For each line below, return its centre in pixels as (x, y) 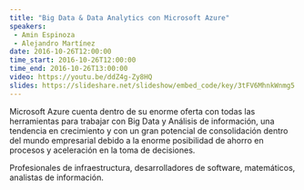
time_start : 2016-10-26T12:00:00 (73, 60)
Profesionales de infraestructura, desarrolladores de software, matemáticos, (152, 167)
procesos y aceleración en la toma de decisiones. (102, 150)
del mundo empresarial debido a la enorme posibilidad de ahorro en (137, 140)
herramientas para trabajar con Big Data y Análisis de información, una (142, 121)
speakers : (28, 26)
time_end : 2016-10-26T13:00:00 (69, 69)
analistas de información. (57, 177)
